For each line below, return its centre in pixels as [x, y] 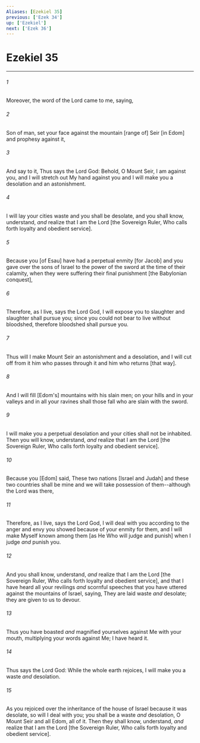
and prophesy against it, [36, 139]
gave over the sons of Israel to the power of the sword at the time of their [96, 267]
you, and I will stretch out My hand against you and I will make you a [90, 177]
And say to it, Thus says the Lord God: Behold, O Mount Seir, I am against [96, 171]
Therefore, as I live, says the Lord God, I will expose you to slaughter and [96, 312]
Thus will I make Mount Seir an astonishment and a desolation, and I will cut [99, 357]
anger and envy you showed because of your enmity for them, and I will [94, 530]
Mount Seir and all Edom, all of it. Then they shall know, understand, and [95, 722]
